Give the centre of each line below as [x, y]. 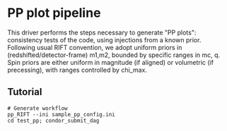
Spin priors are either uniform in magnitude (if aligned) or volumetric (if [111, 62]
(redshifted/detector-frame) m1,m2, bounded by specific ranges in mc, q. [114, 55]
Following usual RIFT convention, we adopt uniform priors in [95, 47]
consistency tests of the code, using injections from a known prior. [104, 39]
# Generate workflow [38, 108]
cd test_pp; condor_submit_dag [53, 120]
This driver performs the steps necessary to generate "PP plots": [102, 32]
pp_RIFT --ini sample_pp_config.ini [61, 114]
